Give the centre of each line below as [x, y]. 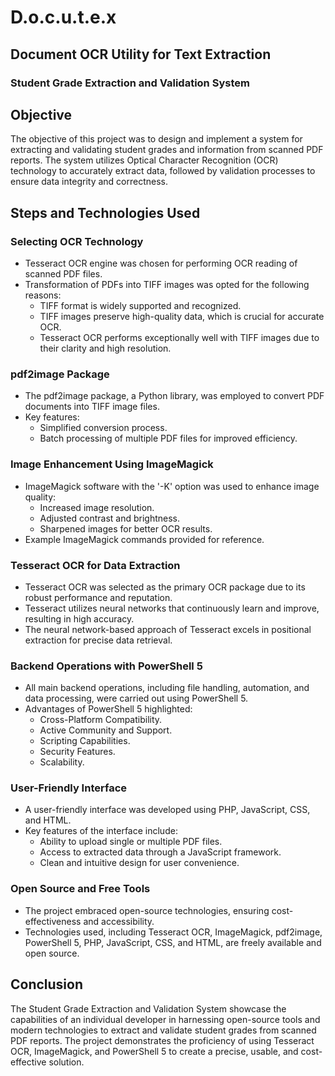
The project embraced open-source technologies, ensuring [147, 910]
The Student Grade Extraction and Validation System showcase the [148, 1008]
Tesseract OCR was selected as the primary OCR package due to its [165, 587]
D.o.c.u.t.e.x [63, 17]
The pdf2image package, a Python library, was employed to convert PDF [174, 396]
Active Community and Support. [106, 730]
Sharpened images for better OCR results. [126, 528]
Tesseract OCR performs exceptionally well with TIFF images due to [179, 337]
